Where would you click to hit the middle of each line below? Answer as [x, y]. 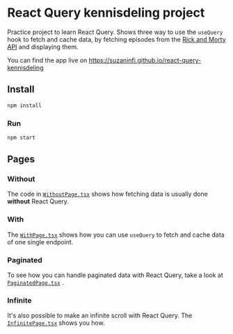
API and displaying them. [43, 47]
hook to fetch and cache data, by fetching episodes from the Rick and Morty [116, 39]
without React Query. [38, 201]
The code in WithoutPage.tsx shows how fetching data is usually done [108, 194]
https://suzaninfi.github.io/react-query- [145, 60]
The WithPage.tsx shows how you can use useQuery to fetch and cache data [116, 235]
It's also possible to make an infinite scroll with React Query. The [100, 316]
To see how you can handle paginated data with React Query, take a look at [115, 275]
